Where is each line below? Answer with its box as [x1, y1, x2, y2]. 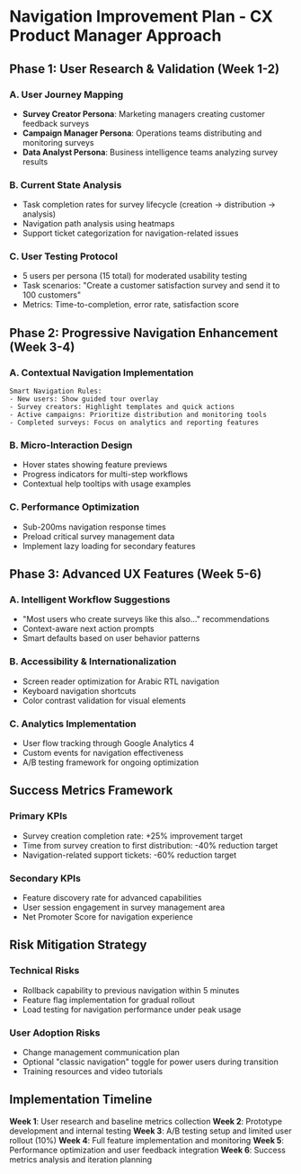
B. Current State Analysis [9, 178, 122, 191]
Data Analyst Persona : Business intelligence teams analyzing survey [22, 147, 279, 157]
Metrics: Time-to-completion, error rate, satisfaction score [22, 299, 240, 310]
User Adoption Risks [9, 1027, 101, 1039]
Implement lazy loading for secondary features [22, 540, 196, 551]
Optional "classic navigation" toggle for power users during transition [22, 1056, 279, 1067]
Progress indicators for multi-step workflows [22, 469, 189, 480]
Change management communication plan [22, 1047, 180, 1057]
